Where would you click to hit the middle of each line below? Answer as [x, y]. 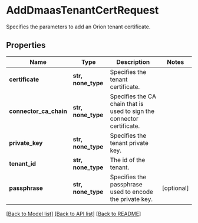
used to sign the [132, 111]
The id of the [128, 160]
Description [133, 62]
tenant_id [23, 163]
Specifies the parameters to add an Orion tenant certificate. [78, 27]
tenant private [129, 143]
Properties [26, 45]
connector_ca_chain [38, 111]
